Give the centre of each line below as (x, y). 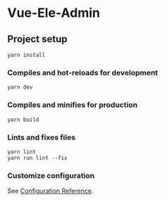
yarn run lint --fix (38, 158)
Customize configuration (51, 175)
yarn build (23, 120)
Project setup (38, 39)
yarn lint (22, 152)
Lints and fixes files (42, 137)
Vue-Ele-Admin (54, 13)
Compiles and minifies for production (72, 105)
